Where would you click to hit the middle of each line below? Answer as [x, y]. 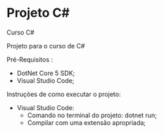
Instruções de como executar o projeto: [64, 94]
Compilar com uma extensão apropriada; [86, 122]
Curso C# [20, 32]
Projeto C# [38, 13]
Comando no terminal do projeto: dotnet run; [92, 115]
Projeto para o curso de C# [46, 46]
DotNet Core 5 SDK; [46, 73]
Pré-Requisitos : [30, 59]
